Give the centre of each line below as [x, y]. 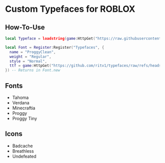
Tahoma [20, 98]
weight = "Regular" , [30, 57]
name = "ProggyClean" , [33, 52]
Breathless [23, 151]
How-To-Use [25, 27]
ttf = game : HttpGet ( [30, 66]
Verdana [21, 102]
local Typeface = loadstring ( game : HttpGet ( [50, 38]
